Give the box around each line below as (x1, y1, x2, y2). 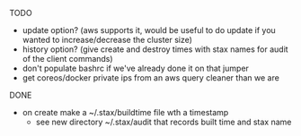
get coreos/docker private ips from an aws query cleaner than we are (22, 72, 280, 83)
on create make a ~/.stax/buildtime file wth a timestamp (22, 107, 229, 117)
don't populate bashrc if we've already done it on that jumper (22, 63, 250, 73)
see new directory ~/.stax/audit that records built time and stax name (35, 116, 292, 127)
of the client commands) (22, 54, 114, 64)
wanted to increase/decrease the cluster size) (22, 35, 193, 45)
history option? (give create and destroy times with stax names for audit (22, 44, 289, 55)
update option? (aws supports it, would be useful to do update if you (22, 25, 276, 35)
